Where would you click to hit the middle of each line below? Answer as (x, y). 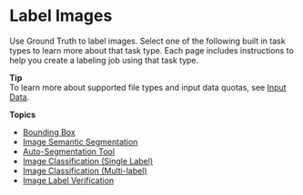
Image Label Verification (68, 180)
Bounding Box (49, 132)
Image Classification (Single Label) (87, 161)
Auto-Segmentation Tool (69, 151)
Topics (23, 114)
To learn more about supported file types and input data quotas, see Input (148, 87)
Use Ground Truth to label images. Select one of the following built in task (147, 41)
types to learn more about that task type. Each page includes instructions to (151, 50)
